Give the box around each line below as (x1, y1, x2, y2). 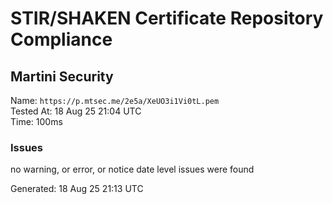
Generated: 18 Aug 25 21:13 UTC (10, 183, 144, 195)
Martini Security (10, 68, 114, 85)
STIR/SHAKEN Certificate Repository (10, 7, 324, 30)
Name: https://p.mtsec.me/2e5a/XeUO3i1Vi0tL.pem (10, 95, 220, 106)
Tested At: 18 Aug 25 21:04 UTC (10, 105, 142, 117)
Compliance (10, 28, 113, 51)
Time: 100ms (10, 116, 63, 127)
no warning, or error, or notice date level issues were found (10, 163, 255, 176)
